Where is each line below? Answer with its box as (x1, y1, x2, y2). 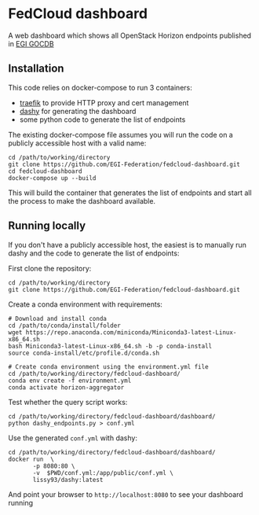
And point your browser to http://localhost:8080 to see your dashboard (8, 489, 243, 499)
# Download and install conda (8, 315, 108, 322)
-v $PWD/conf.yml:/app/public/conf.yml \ (32, 469, 174, 476)
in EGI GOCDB (8, 39, 54, 48)
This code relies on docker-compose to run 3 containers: (8, 83, 192, 92)
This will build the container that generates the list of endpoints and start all (8, 188, 253, 197)
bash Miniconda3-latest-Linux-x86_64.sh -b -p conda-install (8, 342, 213, 350)
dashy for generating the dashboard (19, 106, 137, 116)
